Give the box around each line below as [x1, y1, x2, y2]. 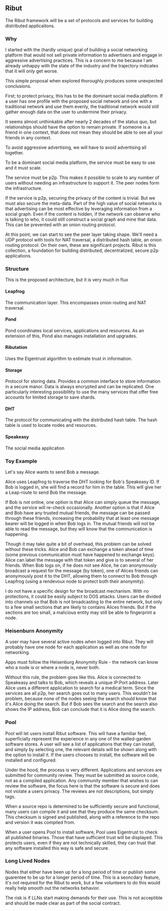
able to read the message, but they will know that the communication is [5, 525, 152, 532]
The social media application [5, 445, 65, 451]
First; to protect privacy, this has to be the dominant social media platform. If [5, 93, 163, 99]
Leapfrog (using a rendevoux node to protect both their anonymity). [5, 578, 145, 584]
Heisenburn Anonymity [5, 627, 64, 634]
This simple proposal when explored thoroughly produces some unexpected [5, 78, 163, 84]
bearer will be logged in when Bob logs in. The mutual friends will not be [5, 520, 154, 526]
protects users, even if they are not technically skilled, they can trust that [5, 840, 156, 846]
